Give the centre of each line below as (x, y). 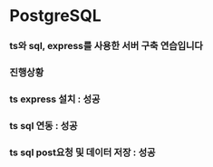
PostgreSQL (55, 16)
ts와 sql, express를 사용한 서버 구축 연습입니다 (106, 46)
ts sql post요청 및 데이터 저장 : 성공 (82, 152)
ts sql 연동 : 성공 (44, 125)
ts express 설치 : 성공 (55, 99)
